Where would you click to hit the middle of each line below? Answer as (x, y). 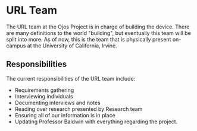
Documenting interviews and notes (58, 103)
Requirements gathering (44, 90)
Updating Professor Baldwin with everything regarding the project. (96, 122)
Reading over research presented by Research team (79, 109)
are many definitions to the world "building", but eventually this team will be (99, 33)
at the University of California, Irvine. (72, 46)
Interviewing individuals (44, 96)
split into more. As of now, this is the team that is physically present (89, 39)
